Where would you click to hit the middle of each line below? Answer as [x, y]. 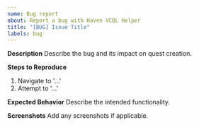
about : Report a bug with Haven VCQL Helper [74, 20]
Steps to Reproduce [37, 67]
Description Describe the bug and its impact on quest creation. [100, 54]
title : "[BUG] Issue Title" [49, 27]
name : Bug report [33, 14]
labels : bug [25, 34]
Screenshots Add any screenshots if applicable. [78, 116]
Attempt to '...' [38, 88]
